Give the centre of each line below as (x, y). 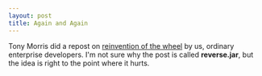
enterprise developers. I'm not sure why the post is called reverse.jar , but (131, 54)
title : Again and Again (48, 23)
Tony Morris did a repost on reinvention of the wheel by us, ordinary (121, 46)
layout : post (30, 16)
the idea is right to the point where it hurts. (79, 63)
